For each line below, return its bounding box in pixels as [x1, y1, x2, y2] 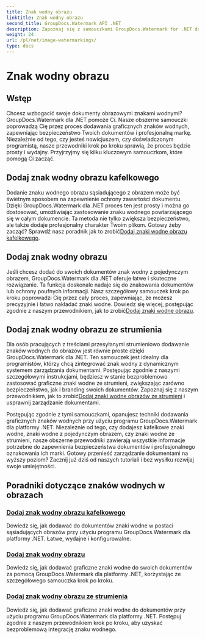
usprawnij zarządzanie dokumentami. [6, 399, 101, 406]
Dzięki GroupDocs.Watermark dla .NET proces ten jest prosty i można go [6, 202, 190, 209]
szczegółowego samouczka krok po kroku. [6, 577, 114, 584]
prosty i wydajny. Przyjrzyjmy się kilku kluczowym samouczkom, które [6, 148, 183, 155]
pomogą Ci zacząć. [6, 155, 55, 162]
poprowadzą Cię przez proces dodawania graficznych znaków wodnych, [6, 123, 190, 130]
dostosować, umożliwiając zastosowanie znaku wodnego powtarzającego [6, 208, 192, 215]
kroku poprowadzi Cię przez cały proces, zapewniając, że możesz [6, 294, 173, 301]
